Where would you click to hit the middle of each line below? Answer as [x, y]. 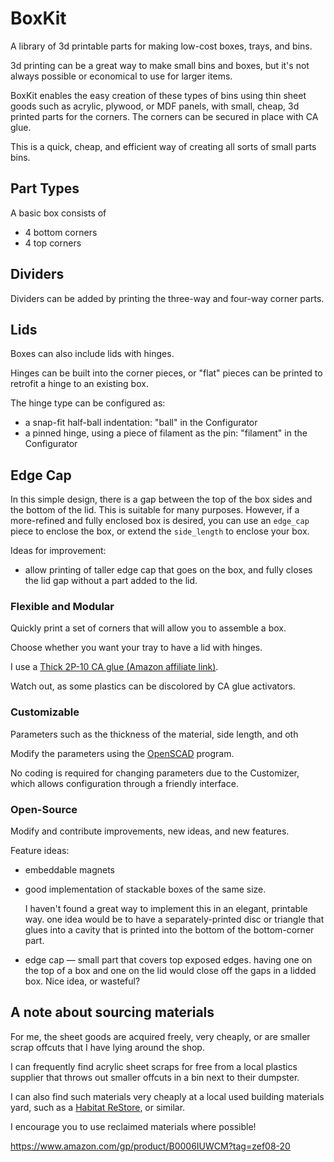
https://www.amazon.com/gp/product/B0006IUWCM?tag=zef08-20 [150, 1146]
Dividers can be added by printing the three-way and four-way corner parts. [167, 298]
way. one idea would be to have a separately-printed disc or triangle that [174, 919]
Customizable [45, 712]
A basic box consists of [58, 213]
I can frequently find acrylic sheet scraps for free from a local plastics [154, 1066]
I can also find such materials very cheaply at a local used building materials [167, 1096]
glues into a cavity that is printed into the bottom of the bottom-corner [169, 930]
